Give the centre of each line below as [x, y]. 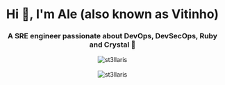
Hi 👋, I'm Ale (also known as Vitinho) [112, 14]
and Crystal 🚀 [112, 45]
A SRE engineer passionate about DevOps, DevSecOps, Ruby [112, 36]
